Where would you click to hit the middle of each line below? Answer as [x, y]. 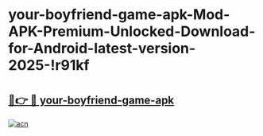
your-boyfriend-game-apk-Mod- [119, 15]
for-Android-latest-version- [102, 49]
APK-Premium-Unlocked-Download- [132, 31]
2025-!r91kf [49, 66]
